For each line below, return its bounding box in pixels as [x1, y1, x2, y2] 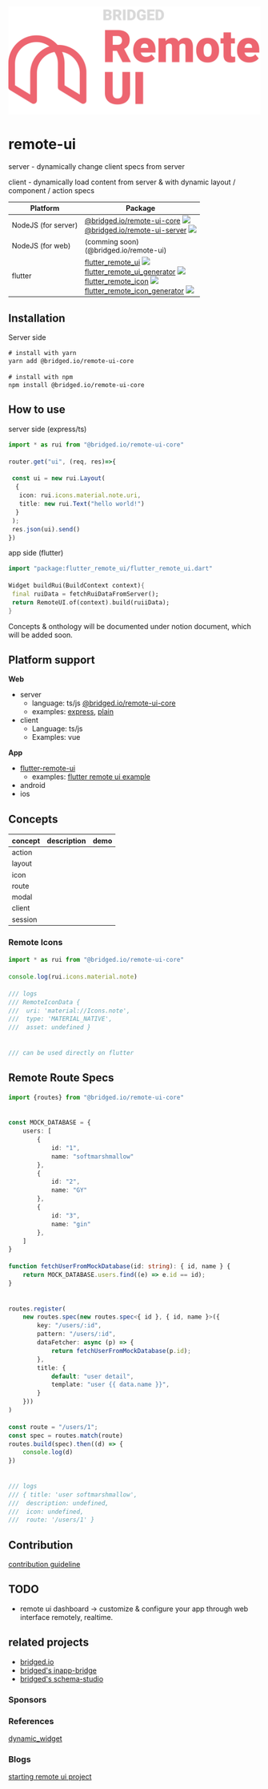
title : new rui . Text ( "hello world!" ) [18, 500, 146, 508]
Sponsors [8, 1694, 47, 1705]
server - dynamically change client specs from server [8, 161, 186, 171]
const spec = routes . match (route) [8, 1432, 124, 1440]
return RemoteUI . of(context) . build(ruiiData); [11, 598, 170, 607]
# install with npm [8, 374, 74, 382]
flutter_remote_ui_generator [84, 267, 176, 277]
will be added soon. [8, 630, 74, 640]
